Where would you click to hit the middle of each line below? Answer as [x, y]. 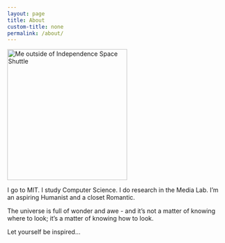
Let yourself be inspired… [44, 232]
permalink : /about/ [36, 33]
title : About [26, 20]
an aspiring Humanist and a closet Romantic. [71, 198]
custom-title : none [36, 27]
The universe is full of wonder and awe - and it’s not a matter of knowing [111, 211]
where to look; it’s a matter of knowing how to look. [80, 219]
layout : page [26, 14]
